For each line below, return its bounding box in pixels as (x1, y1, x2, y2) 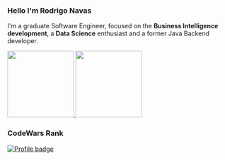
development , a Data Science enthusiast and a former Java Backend (7, 29, 210, 38)
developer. (7, 37, 39, 45)
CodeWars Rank (7, 128, 64, 138)
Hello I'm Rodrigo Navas (7, 6, 92, 16)
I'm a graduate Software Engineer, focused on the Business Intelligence (7, 22, 219, 30)
